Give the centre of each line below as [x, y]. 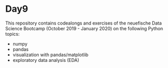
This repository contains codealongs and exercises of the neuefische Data [83, 23]
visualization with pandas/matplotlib [50, 55]
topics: [13, 34]
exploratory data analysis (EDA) [46, 60]
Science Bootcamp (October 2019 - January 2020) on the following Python [84, 28]
